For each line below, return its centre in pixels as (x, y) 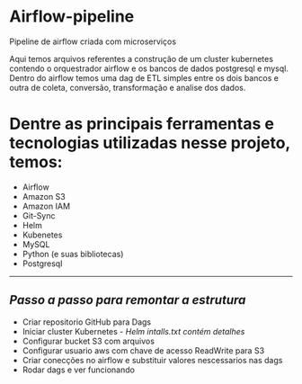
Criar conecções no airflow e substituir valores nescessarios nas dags (152, 360)
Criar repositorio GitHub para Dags (86, 322)
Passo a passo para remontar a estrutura (128, 300)
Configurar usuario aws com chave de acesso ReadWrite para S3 (143, 350)
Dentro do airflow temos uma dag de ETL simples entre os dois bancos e (144, 77)
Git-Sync (39, 215)
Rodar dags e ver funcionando (78, 370)
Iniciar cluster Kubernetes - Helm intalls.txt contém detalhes (133, 331)
